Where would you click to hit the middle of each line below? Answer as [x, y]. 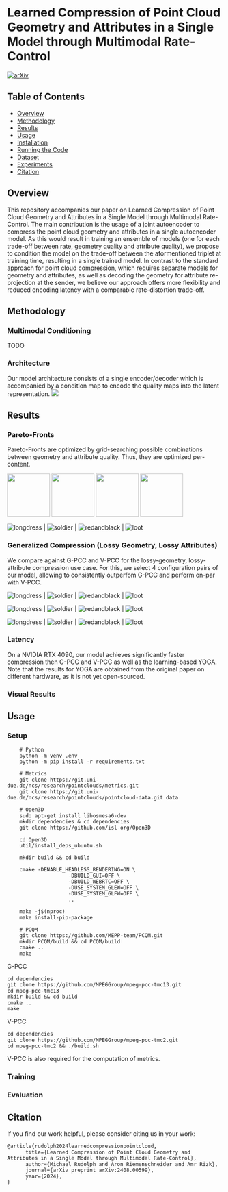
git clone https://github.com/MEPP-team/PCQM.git [91, 936]
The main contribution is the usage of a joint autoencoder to [115, 224]
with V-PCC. [25, 582]
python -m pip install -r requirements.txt [82, 762]
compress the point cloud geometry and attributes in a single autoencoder [112, 232]
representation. [28, 394]
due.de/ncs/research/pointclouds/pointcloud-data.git [85, 798]
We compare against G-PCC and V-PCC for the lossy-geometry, [97, 560]
